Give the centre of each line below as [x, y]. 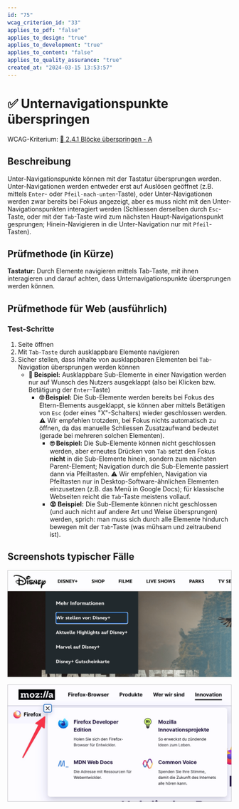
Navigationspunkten [37, 209]
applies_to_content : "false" [51, 53]
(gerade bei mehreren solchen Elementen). [102, 435]
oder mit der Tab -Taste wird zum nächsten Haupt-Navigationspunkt [125, 216]
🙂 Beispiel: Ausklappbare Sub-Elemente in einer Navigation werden [127, 375]
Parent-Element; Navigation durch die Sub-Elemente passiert [139, 466]
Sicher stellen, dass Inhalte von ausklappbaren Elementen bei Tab [113, 359]
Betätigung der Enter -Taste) [69, 390]
